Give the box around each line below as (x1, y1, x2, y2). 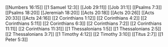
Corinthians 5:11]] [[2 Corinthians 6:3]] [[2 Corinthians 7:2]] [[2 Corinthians (5, 20, 162, 26)
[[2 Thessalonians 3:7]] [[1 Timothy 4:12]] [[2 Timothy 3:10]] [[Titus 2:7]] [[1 (5, 31, 163, 37)
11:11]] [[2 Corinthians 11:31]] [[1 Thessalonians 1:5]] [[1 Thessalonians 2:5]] (5, 26, 161, 32)
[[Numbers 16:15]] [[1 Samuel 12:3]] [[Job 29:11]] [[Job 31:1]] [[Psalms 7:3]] (5, 5, 162, 10)
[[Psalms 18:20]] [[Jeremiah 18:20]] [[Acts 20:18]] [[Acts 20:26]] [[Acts (5, 10, 155, 16)
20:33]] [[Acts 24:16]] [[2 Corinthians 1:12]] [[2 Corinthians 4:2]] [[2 (5, 15, 147, 21)
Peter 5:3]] (5, 36, 28, 42)
